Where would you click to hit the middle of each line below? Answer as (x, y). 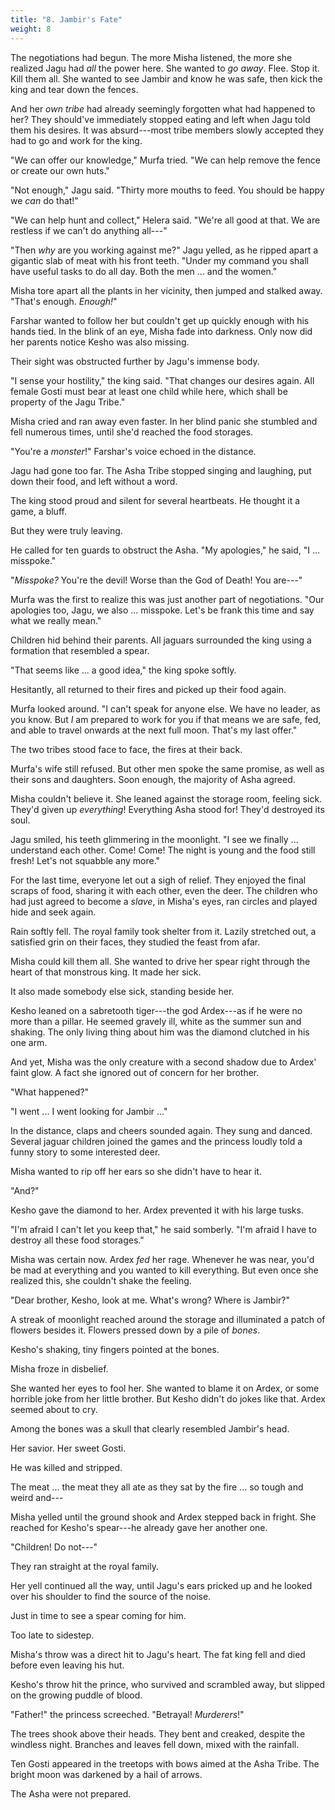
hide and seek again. (53, 912)
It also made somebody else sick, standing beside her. (122, 991)
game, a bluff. (38, 511)
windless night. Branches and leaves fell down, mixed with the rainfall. (155, 1744)
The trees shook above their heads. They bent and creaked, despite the (158, 1733)
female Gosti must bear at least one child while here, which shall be (149, 391)
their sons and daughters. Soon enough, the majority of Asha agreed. (153, 779)
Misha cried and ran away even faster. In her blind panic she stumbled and (164, 421)
